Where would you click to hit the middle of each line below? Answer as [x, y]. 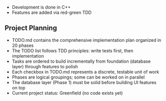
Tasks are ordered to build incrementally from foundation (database [81, 61]
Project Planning [31, 28]
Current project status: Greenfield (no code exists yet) [67, 93]
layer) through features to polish [45, 66]
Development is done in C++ [41, 7]
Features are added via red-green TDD [52, 12]
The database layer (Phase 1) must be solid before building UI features [84, 82]
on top [18, 88]
